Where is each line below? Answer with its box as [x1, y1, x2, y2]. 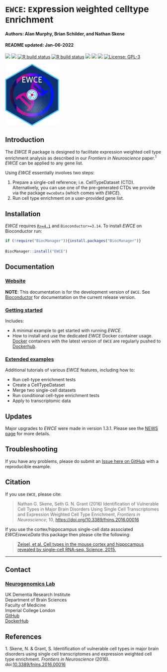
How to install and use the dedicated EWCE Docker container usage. [12, 333, 153, 338]
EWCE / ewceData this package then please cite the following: [5, 531, 131, 537]
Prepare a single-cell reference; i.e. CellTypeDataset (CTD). [12, 179, 135, 185]
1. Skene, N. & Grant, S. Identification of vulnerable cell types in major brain [5, 646, 159, 652]
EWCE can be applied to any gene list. [5, 160, 83, 166]
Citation [5, 478, 31, 487]
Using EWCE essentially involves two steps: [5, 170, 94, 176]
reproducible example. [5, 463, 51, 469]
